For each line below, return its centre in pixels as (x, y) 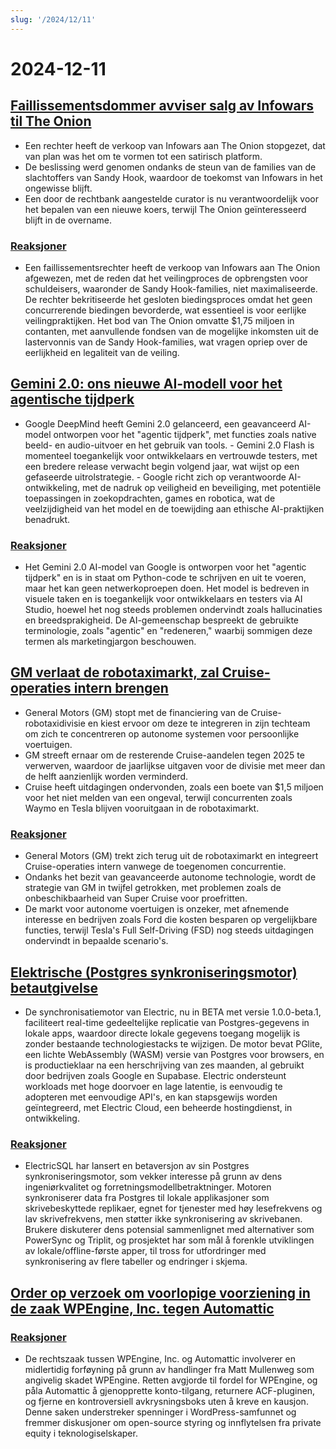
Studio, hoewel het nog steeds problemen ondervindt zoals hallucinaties (173, 610)
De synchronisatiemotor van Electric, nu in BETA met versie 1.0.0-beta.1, (173, 1012)
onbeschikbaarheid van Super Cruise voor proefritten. (136, 898)
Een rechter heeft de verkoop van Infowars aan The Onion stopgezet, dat (175, 145)
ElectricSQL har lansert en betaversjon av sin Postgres (137, 1166)
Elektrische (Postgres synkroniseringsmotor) (154, 972)
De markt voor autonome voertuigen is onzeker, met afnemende (157, 909)
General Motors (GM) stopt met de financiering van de (136, 712)
